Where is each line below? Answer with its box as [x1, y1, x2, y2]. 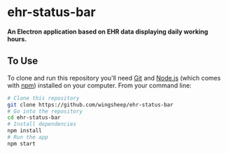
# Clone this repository [7, 94, 80, 101]
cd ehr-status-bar [7, 114, 61, 121]
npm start [7, 140, 36, 147]
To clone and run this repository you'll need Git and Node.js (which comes [7, 73, 221, 82]
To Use [7, 55, 38, 67]
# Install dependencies [7, 120, 77, 128]
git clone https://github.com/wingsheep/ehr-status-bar [7, 101, 173, 108]
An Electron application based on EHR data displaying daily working [7, 27, 208, 36]
